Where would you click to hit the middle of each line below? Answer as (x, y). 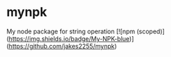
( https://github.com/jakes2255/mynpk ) (62, 46)
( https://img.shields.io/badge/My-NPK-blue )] (70, 38)
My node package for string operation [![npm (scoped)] (86, 31)
